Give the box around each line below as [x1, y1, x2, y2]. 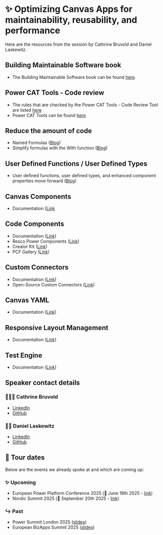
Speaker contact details [5, 379, 80, 387]
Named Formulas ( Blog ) [12, 140, 61, 146]
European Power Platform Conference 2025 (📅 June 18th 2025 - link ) [12, 490, 153, 496]
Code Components [5, 220, 64, 228]
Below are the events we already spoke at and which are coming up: [5, 467, 144, 472]
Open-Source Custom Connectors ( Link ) [12, 281, 95, 287]
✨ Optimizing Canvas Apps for [5, 3, 132, 15]
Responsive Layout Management [5, 324, 109, 332]
